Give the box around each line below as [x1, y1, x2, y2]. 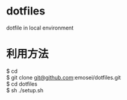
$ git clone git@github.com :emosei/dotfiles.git [6, 73, 122, 81]
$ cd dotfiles [6, 80, 38, 87]
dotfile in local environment [6, 24, 74, 31]
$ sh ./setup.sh [6, 86, 44, 94]
